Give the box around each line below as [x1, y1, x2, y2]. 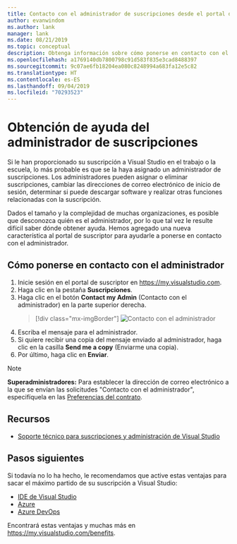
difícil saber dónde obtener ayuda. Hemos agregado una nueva [7, 224, 191, 233]
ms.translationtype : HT [7, 69, 78, 76]
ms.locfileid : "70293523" [7, 89, 83, 96]
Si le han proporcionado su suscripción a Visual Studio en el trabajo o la [7, 158, 217, 167]
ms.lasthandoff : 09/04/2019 [7, 83, 90, 90]
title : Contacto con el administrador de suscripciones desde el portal [7, 10, 226, 18]
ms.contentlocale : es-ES [7, 75, 80, 83]
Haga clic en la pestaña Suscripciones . [17, 285, 133, 294]
